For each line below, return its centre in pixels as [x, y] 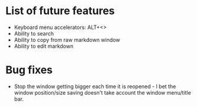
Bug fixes [29, 70]
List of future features [60, 11]
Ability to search [34, 33]
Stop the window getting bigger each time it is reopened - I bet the [95, 86]
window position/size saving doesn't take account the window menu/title [102, 92]
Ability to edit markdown [44, 46]
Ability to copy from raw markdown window [67, 40]
